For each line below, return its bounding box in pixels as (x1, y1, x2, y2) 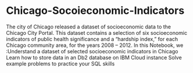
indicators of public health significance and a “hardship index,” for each (6, 35, 178, 42)
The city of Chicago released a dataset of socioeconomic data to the (6, 23, 171, 30)
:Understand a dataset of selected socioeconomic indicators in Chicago (6, 48, 178, 54)
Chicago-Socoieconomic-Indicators (6, 4, 185, 17)
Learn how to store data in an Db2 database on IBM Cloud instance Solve (6, 54, 182, 61)
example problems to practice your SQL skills (6, 60, 115, 67)
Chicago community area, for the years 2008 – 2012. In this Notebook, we (6, 42, 184, 49)
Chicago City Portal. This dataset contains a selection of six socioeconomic (6, 29, 188, 36)
